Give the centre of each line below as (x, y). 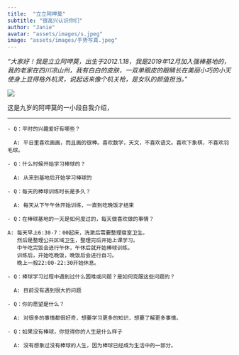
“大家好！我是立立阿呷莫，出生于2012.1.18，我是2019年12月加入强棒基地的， (119, 62)
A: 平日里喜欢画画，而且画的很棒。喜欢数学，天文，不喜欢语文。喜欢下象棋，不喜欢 (119, 143)
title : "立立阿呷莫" (37, 14)
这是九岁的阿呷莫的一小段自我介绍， (60, 108)
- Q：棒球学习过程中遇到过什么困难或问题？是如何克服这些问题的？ (91, 277)
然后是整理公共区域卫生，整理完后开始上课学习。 (77, 241)
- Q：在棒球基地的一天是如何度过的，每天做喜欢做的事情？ (81, 219)
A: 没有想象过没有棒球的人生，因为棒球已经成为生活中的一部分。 (95, 346)
